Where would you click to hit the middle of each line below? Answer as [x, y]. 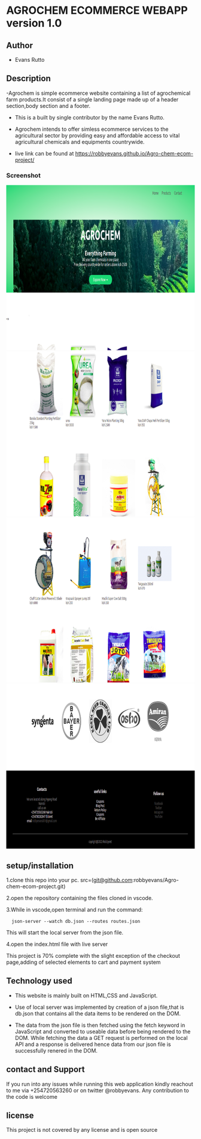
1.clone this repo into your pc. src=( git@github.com [69, 880]
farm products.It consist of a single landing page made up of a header [92, 99]
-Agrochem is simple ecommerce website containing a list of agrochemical [98, 93]
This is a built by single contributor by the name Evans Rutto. [89, 117]
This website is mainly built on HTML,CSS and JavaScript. [86, 995]
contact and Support [45, 1070]
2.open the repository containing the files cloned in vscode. [80, 898]
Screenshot [23, 175]
